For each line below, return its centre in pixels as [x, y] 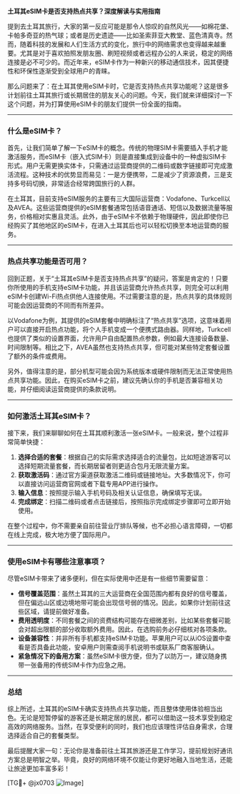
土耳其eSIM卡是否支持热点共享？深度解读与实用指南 [84, 11]
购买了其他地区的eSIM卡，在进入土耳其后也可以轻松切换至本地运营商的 [118, 226]
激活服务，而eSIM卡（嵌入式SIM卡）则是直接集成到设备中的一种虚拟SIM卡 [117, 157]
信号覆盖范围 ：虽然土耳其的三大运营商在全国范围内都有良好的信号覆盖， [124, 594]
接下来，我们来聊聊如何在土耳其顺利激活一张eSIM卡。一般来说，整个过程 [115, 433]
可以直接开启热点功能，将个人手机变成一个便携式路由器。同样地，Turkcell [122, 329]
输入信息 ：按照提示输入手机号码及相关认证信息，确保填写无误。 [111, 493]
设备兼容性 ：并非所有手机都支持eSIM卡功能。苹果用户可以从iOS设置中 [121, 638]
